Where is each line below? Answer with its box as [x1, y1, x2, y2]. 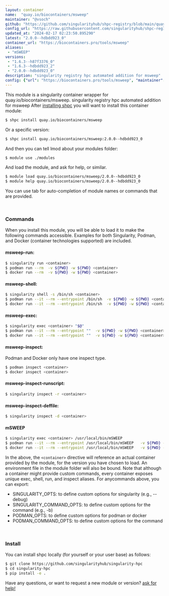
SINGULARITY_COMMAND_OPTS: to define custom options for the [12, 502, 151, 508]
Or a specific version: [5, 127, 50, 133]
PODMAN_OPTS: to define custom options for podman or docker [12, 512, 147, 518]
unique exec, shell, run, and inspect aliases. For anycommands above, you [5, 475, 159, 482]
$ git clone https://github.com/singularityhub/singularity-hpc [5, 561, 143, 567]
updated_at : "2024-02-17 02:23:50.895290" [5, 31, 96, 36]
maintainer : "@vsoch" [5, 17, 51, 22]
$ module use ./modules [5, 155, 55, 160]
